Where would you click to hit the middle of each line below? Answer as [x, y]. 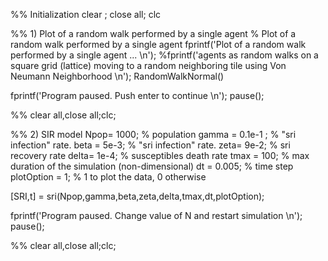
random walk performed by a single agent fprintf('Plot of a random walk [158, 44]
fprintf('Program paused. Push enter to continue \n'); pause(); [137, 95]
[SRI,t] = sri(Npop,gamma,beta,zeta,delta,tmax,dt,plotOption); [137, 196]
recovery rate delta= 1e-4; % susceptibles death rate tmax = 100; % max [160, 155]
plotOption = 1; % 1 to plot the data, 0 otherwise [108, 177]
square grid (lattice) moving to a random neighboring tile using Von [148, 65]
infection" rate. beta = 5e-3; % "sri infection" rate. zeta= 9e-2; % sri [150, 145]
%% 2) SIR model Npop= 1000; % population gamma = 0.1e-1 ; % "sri [153, 134]
